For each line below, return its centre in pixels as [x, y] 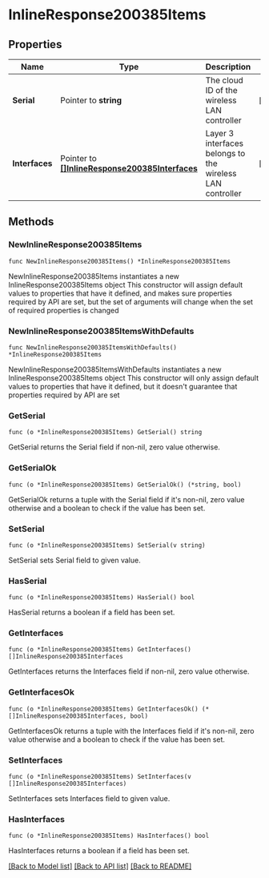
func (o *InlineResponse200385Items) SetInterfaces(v [100, 777]
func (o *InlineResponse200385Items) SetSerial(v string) [107, 545]
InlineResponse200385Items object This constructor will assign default [126, 284]
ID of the [221, 90]
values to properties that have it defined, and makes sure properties [120, 293]
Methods [31, 222]
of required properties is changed [64, 310]
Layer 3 [220, 133]
